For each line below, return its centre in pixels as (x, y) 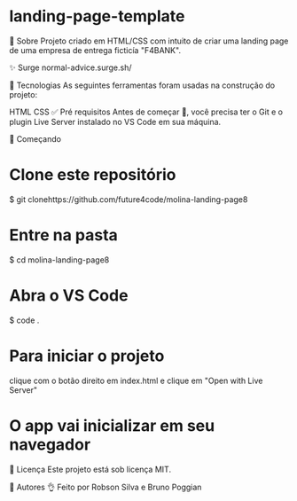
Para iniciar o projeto (87, 356)
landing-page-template (97, 16)
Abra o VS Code (69, 295)
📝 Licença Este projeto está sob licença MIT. (90, 469)
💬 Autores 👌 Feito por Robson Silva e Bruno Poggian (106, 487)
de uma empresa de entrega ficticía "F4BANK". (95, 50)
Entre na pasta (63, 235)
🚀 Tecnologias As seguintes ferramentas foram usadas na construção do (142, 85)
